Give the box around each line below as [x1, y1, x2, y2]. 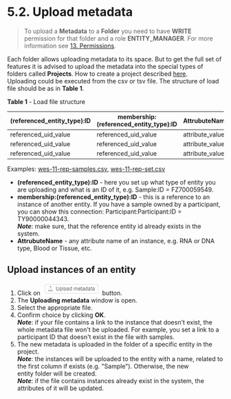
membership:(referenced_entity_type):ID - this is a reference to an [16, 192, 210, 201]
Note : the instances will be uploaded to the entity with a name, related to [16, 354, 223, 362]
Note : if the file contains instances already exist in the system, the [16, 376, 205, 385]
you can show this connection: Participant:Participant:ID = [16, 207, 182, 216]
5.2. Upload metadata [7, 4, 133, 20]
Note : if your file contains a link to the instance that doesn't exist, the [16, 318, 213, 326]
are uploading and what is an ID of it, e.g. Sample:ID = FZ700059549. [16, 185, 214, 194]
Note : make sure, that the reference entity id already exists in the [16, 222, 201, 230]
